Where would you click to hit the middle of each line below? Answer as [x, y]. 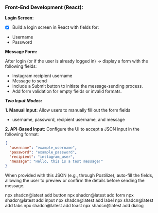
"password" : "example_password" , [43, 153]
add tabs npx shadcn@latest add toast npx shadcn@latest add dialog [74, 205]
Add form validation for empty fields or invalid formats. [67, 91]
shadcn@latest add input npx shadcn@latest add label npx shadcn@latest [79, 200]
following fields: [21, 66]
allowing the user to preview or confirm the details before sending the [75, 180]
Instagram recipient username [42, 76]
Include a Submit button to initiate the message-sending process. [78, 86]
